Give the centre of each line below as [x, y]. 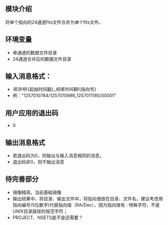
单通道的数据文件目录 [35, 52]
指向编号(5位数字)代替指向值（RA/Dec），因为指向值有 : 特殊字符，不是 [86, 205]
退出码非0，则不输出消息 [38, 162]
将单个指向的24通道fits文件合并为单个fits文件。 [54, 22]
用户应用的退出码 [32, 113]
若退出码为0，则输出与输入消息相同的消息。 [58, 156]
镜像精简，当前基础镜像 [37, 192]
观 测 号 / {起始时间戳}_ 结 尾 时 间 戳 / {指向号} [54, 89]
